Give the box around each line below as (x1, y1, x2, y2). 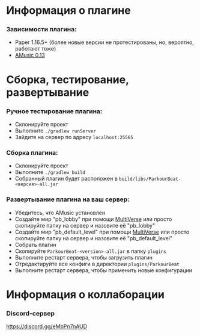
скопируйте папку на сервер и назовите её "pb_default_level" (14, 234, 173, 241)
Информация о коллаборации (6, 287, 165, 301)
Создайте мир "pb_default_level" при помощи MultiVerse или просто (14, 228, 190, 235)
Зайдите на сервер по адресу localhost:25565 (14, 133, 133, 140)
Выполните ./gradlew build (14, 169, 86, 176)
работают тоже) (14, 45, 56, 52)
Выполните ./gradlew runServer (14, 127, 96, 134)
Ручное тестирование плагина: (6, 107, 103, 115)
